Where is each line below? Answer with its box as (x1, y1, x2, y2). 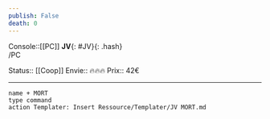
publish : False (8, 11, 59, 20)
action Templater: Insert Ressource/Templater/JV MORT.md (8, 103, 207, 111)
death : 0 (8, 19, 38, 27)
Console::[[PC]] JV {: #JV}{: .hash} (8, 41, 123, 51)
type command (8, 96, 52, 105)
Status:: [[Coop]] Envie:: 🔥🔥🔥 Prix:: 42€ (8, 65, 140, 75)
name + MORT (8, 89, 48, 97)
